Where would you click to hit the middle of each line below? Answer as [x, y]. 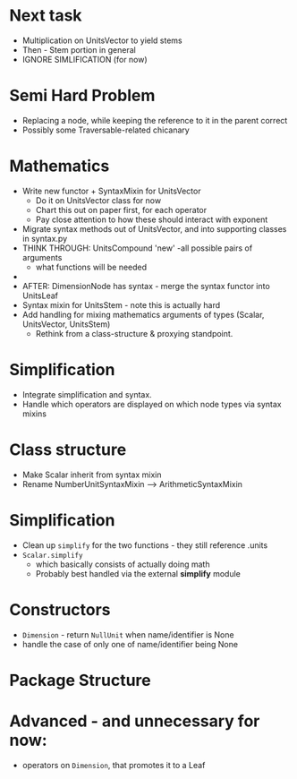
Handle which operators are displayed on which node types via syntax [152, 404]
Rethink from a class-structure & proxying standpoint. [134, 333]
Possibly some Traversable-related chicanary [106, 130]
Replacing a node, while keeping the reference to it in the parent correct [155, 120]
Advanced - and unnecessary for [135, 721]
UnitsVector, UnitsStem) [66, 324]
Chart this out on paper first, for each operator [121, 210]
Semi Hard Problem [82, 96]
